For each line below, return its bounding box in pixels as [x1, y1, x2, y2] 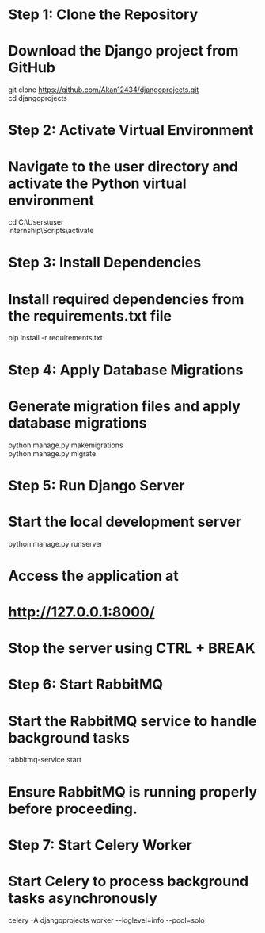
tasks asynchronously [8, 889, 158, 907]
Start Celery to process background [8, 872, 249, 890]
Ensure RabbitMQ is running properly [8, 783, 258, 801]
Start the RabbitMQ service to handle [8, 712, 257, 730]
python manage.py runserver [8, 539, 103, 548]
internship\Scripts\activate [8, 226, 94, 236]
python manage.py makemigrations [8, 440, 124, 450]
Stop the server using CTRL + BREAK [8, 639, 256, 658]
